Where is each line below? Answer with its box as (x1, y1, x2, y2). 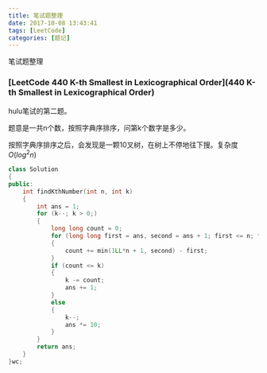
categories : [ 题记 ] (8, 33, 71, 42)
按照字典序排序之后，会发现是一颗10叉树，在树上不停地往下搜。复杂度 (8, 140, 238, 150)
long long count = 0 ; (50, 224, 123, 233)
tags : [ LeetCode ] (8, 26, 66, 34)
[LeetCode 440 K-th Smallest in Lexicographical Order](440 (8, 77, 245, 88)
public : (8, 180, 34, 188)
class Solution (8, 165, 59, 173)
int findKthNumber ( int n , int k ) (22, 188, 133, 196)
